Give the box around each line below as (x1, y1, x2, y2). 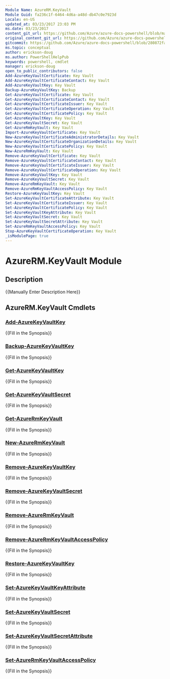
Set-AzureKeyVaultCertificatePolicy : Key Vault (5, 205, 108, 210)
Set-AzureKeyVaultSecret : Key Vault (5, 215, 82, 220)
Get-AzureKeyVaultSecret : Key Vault (5, 120, 82, 126)
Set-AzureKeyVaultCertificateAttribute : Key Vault (5, 195, 114, 201)
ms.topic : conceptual (5, 45, 51, 50)
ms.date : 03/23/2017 (5, 26, 49, 31)
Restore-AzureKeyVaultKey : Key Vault (5, 191, 85, 196)
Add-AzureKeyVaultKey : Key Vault (5, 83, 76, 88)
